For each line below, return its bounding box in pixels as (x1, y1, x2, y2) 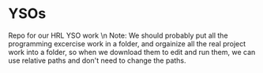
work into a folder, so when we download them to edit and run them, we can (8, 47, 256, 57)
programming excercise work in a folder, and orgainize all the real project (8, 38, 246, 48)
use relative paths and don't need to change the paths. (8, 56, 187, 65)
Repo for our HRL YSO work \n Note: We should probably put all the (8, 31, 228, 40)
